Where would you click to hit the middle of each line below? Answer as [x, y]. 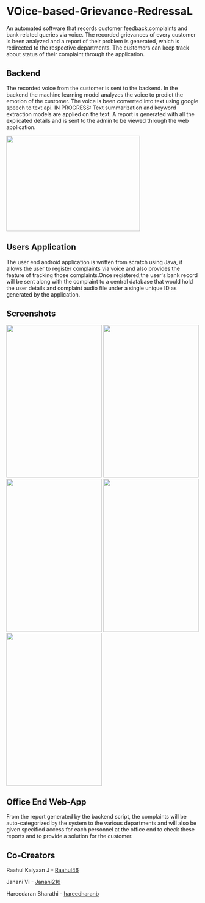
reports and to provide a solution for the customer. [70, 836]
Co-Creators [31, 855]
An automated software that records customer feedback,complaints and [97, 28]
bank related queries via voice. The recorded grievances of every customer [101, 34]
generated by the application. [43, 294]
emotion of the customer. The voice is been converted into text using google [103, 101]
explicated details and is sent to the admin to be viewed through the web [98, 120]
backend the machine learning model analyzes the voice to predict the [95, 94]
